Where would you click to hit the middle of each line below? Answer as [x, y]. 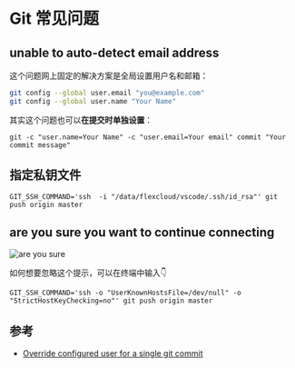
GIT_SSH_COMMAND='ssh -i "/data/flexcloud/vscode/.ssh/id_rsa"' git [144, 196]
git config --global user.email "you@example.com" [107, 93]
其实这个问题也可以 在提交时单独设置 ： [81, 120]
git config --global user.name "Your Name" [93, 101]
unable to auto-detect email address [114, 52]
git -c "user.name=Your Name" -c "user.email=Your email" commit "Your [147, 137]
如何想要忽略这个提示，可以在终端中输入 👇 [88, 273]
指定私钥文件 [45, 175]
